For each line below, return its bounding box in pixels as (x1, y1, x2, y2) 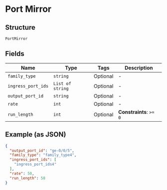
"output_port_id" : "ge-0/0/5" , (9, 148, 75, 153)
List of (53, 81, 72, 86)
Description (124, 64, 153, 71)
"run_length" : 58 (9, 176, 46, 181)
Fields (5, 49, 25, 58)
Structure (5, 23, 36, 32)
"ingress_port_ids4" (14, 162, 57, 167)
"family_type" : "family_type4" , (9, 152, 77, 158)
